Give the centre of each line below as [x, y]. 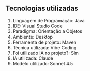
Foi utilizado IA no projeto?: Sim [46, 53]
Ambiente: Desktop [33, 37]
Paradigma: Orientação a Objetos [48, 31]
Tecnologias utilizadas [42, 8]
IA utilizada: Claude [33, 58]
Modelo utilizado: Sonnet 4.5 [43, 63]
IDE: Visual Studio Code [37, 26]
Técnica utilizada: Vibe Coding [44, 47]
